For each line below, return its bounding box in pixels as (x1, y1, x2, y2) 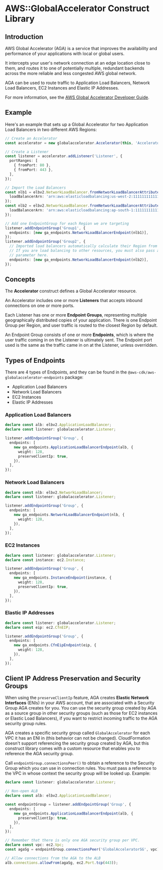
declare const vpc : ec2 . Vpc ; (5, 842, 64, 848)
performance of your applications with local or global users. (5, 51, 125, 56)
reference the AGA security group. (5, 751, 74, 757)
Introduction (5, 33, 44, 41)
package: (65, 374, 84, 380)
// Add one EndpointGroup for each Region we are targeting (5, 221, 130, 226)
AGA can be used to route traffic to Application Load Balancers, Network (5, 80, 150, 86)
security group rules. (5, 721, 47, 727)
